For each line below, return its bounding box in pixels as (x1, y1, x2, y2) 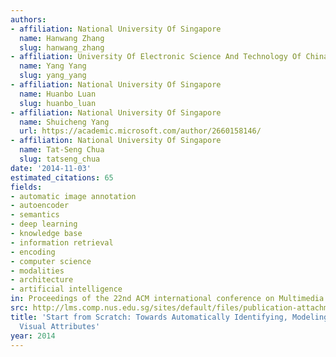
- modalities (10, 266, 65, 276)
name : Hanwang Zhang (19, 33, 105, 43)
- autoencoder (10, 201, 70, 211)
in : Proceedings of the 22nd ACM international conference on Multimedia (10, 294, 325, 304)
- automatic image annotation (10, 191, 137, 201)
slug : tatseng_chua (19, 154, 101, 164)
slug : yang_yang (19, 71, 87, 81)
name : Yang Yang (19, 61, 87, 71)
